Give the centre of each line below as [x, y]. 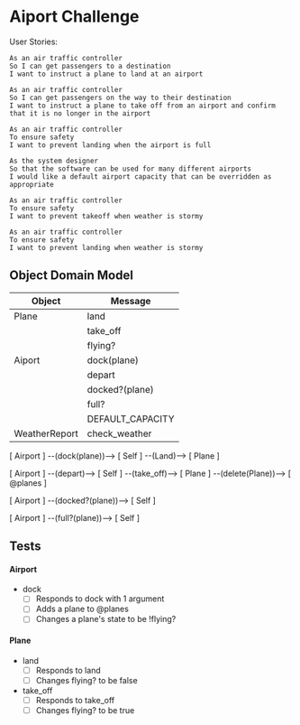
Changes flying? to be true [85, 710]
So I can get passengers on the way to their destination [120, 98]
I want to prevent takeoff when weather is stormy [106, 216]
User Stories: [34, 42]
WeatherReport [46, 433]
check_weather [119, 433]
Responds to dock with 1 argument [100, 599]
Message [131, 301]
